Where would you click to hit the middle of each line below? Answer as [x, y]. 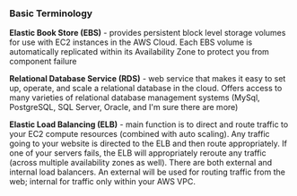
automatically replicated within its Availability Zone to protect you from [139, 52]
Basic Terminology [51, 13]
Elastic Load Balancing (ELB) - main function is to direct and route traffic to [149, 124]
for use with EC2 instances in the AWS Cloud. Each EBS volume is [131, 42]
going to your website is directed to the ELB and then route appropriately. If [148, 144]
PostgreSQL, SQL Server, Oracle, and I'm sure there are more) [124, 107]
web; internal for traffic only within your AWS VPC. [102, 182]
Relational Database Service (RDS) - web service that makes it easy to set [148, 79]
